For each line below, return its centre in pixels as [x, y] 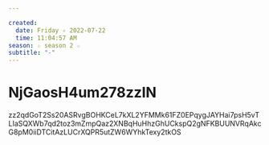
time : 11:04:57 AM [47, 38]
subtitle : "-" [32, 53]
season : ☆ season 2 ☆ [45, 45]
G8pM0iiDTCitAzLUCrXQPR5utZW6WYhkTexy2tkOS [95, 132]
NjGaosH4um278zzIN [82, 93]
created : [23, 23]
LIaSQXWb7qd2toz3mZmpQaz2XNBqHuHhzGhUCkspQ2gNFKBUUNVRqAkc [135, 124]
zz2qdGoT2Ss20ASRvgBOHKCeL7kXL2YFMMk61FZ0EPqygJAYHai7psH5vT [134, 115]
